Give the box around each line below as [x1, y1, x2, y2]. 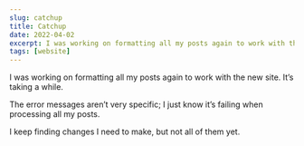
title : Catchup [9, 22, 67, 31]
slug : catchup [9, 13, 63, 23]
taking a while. [9, 82, 63, 92]
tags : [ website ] [9, 47, 71, 56]
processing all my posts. [9, 109, 100, 120]
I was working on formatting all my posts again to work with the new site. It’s [9, 72, 294, 83]
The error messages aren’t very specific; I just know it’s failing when [9, 99, 264, 110]
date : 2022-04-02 [9, 30, 75, 39]
